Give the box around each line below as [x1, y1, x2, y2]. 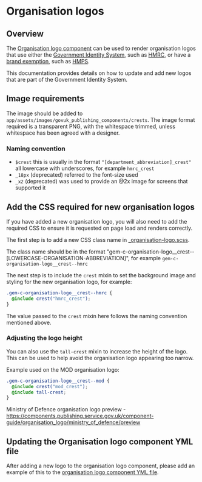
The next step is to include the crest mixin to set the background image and [6, 271, 196, 278]
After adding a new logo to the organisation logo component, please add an [6, 462, 195, 470]
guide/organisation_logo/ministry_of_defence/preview [6, 419, 141, 426]
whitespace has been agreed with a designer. [6, 129, 120, 136]
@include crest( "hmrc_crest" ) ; [12, 296, 91, 302]
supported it [15, 184, 46, 191]
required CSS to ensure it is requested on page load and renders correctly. [6, 224, 193, 232]
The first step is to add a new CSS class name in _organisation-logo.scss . [6, 236, 190, 243]
